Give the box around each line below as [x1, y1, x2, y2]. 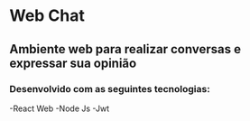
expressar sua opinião [9, 55, 137, 70]
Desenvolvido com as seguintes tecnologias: [9, 82, 210, 95]
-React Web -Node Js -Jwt [9, 103, 110, 114]
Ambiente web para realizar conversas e [9, 42, 242, 57]
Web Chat [9, 5, 86, 26]
